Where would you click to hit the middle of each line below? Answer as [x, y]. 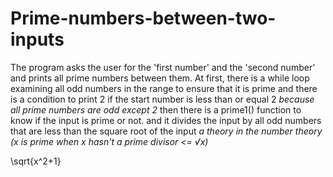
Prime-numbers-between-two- [143, 18]
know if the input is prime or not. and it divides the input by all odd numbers [166, 120]
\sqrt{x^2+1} [36, 161]
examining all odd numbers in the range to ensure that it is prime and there [164, 88]
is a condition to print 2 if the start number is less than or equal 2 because [162, 99]
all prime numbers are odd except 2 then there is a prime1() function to [156, 109]
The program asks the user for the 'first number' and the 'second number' [163, 67]
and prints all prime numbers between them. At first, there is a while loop [160, 78]
